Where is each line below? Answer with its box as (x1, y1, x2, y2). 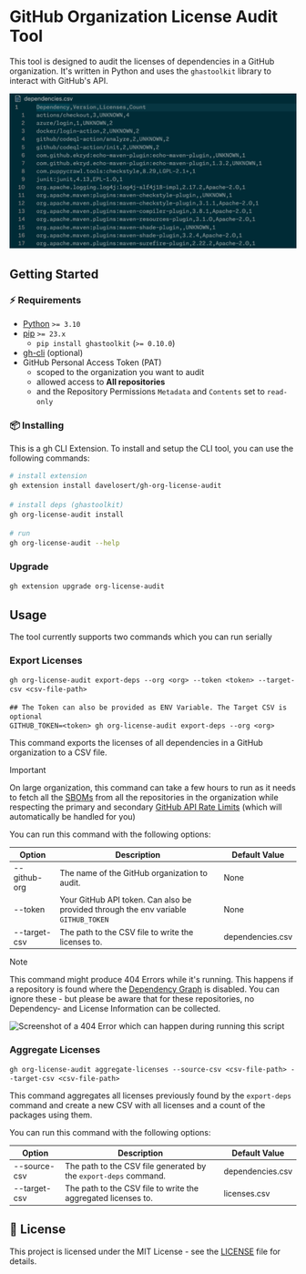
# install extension (9, 472, 88, 481)
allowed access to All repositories (36, 376, 166, 387)
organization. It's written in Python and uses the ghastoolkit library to (9, 66, 271, 76)
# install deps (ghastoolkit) (9, 500, 125, 509)
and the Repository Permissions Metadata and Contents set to (36, 385, 266, 397)
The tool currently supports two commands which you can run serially (9, 631, 273, 643)
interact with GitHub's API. (9, 75, 108, 86)
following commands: (9, 453, 90, 464)
